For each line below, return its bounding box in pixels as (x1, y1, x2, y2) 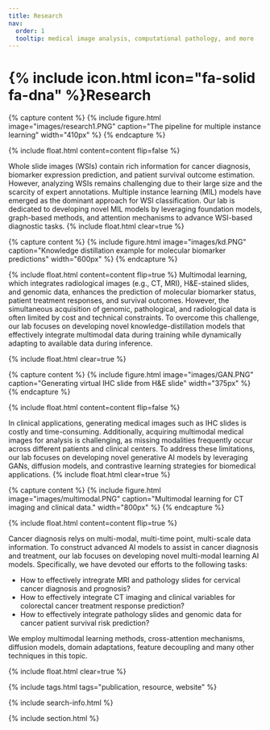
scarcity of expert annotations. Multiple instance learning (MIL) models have (8, 187, 262, 197)
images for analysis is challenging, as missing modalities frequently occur (8, 435, 253, 445)
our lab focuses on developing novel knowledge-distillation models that (8, 321, 246, 331)
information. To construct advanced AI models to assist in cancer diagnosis (8, 543, 259, 552)
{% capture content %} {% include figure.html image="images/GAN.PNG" (8, 370, 254, 380)
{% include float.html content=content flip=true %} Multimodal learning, (8, 270, 247, 279)
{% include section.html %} (8, 714, 100, 724)
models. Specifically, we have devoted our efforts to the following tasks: (8, 560, 247, 569)
